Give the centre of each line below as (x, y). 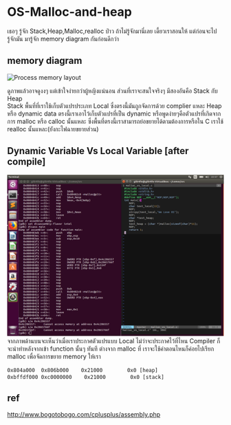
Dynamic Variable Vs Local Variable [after (98, 151)
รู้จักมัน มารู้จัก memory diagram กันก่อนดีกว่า (63, 39)
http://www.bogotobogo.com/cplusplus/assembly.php (84, 415)
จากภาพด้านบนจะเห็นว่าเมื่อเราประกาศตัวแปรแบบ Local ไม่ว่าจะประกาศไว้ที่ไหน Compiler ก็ (114, 340)
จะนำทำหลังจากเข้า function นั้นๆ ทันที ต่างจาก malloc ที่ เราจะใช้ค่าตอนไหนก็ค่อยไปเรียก (111, 349)
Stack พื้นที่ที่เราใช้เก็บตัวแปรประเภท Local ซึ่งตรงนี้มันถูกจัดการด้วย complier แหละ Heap (114, 106)
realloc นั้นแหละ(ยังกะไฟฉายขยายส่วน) (53, 129)
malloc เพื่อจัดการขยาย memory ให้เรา (54, 356)
